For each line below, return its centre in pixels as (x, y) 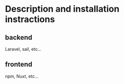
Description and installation (62, 9)
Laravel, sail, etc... (23, 49)
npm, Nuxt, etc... (22, 76)
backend (19, 37)
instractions (30, 19)
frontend (19, 64)
